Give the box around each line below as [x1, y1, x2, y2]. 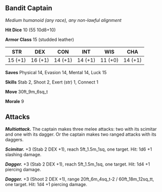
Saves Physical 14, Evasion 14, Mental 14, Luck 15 [5, 69, 107, 75]
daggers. [5, 136, 24, 142]
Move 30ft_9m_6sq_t [5, 89, 48, 95]
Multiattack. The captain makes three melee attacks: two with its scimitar [5, 126, 157, 132]
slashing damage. [5, 151, 41, 157]
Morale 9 [5, 98, 24, 104]
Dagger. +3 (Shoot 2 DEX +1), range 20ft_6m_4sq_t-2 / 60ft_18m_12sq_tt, [5, 176, 155, 182]
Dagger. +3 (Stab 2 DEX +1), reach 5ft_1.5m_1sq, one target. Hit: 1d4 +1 [5, 161, 151, 167]
